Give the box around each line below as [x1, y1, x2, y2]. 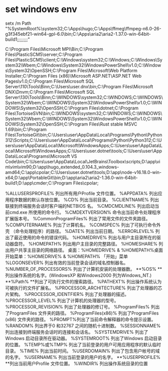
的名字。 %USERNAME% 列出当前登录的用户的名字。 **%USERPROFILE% [5, 354, 160, 360]
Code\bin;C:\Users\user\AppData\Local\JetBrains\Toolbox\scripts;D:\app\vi [5, 158, 160, 164]
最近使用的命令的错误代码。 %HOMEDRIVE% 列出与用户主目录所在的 [14, 234, 157, 240]
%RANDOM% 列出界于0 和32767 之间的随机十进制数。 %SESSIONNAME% [5, 323, 161, 329]
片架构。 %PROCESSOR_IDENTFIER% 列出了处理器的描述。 [5, 291, 129, 297]
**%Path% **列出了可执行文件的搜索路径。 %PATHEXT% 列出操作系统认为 [5, 278, 162, 284]
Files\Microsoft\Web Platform [77, 67, 138, 74]
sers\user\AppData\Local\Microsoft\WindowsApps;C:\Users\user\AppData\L [5, 142, 163, 148]
